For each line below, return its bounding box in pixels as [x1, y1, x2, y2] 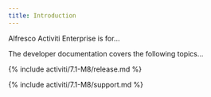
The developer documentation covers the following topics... [8, 48, 204, 58]
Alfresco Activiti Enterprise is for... [8, 33, 120, 43]
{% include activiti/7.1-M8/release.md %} [8, 64, 143, 74]
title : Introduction [8, 11, 77, 20]
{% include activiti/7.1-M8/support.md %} [8, 80, 144, 89]
